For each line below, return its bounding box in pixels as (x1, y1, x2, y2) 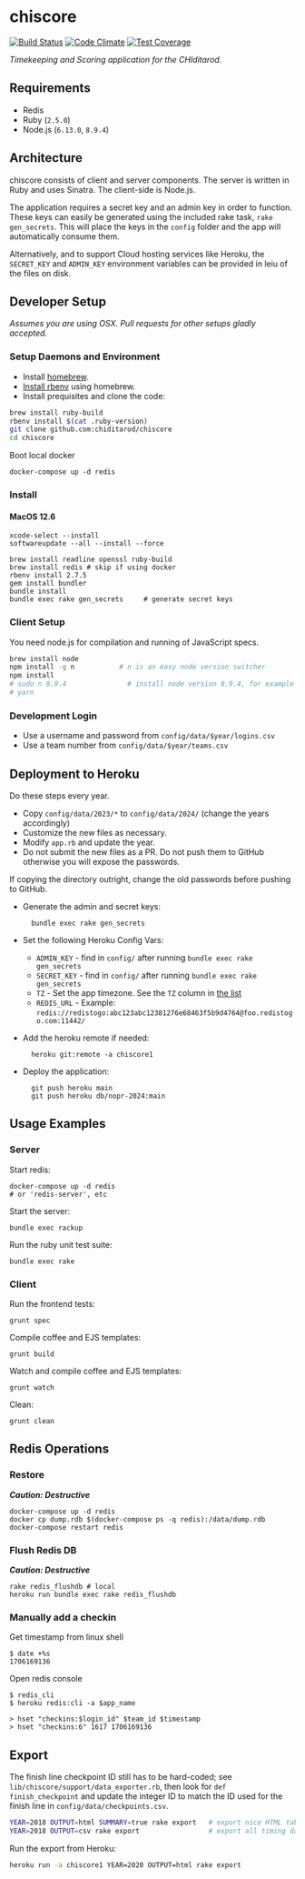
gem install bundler (9, 579, 88, 588)
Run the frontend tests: (9, 1299, 95, 1310)
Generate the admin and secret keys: (22, 901, 162, 912)
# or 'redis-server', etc (9, 1190, 107, 1199)
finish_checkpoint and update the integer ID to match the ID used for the (9, 1791, 283, 1802)
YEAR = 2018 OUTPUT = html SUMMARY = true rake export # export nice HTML (9, 1818, 282, 1827)
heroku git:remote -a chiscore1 (31, 1050, 153, 1060)
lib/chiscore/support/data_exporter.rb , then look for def (9, 1781, 227, 1793)
